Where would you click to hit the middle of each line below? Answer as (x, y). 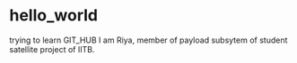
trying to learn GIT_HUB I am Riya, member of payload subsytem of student (148, 40)
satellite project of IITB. (52, 49)
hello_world (54, 16)
